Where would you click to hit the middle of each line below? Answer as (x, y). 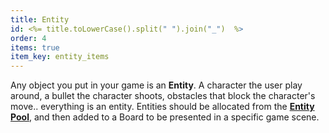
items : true (35, 47)
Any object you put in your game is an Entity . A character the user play (156, 85)
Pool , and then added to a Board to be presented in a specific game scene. (165, 117)
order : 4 (28, 38)
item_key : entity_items (60, 57)
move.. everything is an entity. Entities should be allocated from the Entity (162, 107)
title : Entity (40, 19)
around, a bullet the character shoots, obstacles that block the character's (163, 96)
